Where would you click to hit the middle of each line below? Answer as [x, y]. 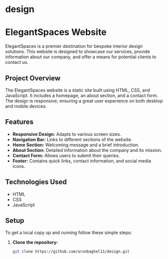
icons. [19, 166]
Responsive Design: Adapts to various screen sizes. [67, 134]
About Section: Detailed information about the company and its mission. [87, 150]
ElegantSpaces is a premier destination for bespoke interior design [74, 46]
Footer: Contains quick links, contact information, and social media [82, 161]
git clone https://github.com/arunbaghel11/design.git [71, 252]
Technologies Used [36, 182]
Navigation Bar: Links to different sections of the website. [72, 139]
